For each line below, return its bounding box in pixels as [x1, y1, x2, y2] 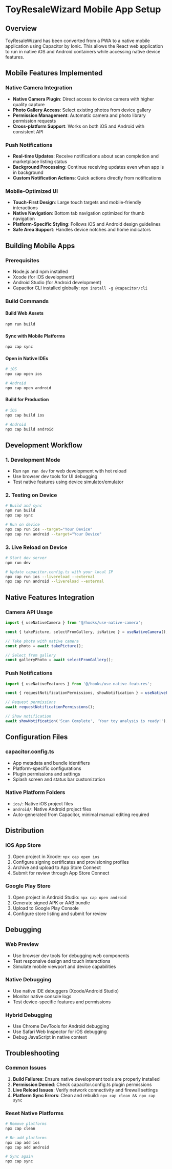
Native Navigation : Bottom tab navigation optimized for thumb [12, 210, 145, 216]
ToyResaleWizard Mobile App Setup [5, 4, 161, 15]
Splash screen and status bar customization [12, 776, 106, 782]
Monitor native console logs [12, 993, 72, 999]
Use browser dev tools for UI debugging [12, 473, 98, 480]
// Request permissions [5, 700, 56, 705]
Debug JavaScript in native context [12, 1034, 87, 1040]
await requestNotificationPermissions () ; [5, 704, 95, 710]
